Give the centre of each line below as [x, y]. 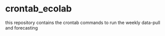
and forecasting [22, 27]
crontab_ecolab [38, 9]
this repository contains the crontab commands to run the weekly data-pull [83, 22]
